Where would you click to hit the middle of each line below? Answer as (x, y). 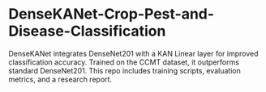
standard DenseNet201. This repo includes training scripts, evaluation (124, 70)
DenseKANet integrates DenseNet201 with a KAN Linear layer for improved (133, 53)
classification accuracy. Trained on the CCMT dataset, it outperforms (124, 62)
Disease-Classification (87, 31)
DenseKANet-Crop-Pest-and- (112, 14)
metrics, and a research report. (60, 79)
